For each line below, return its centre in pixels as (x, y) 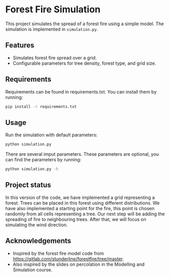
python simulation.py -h (32, 169)
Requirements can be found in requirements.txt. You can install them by (81, 91)
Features (20, 45)
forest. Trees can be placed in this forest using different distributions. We (83, 203)
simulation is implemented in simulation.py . (52, 29)
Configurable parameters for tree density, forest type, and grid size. (84, 63)
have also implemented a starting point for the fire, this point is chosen (80, 208)
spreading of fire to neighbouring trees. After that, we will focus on (76, 219)
